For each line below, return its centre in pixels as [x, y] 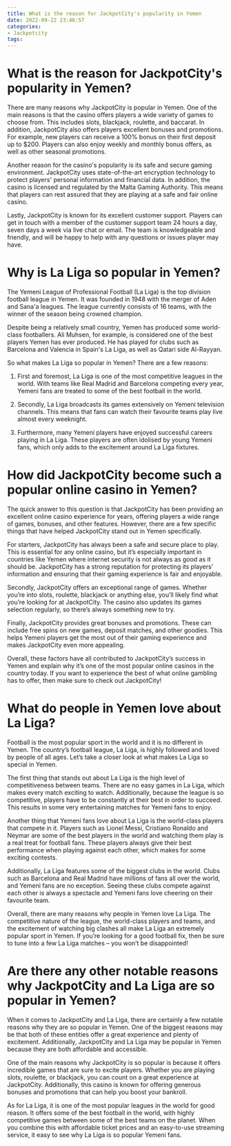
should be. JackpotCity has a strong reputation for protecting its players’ [110, 566]
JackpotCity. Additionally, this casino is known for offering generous [104, 1084]
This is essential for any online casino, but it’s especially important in [104, 552]
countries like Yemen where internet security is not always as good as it [109, 559]
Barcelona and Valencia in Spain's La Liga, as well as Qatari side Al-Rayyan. [114, 349]
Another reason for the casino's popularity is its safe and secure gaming [110, 165]
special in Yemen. [32, 764]
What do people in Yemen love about [114, 709]
